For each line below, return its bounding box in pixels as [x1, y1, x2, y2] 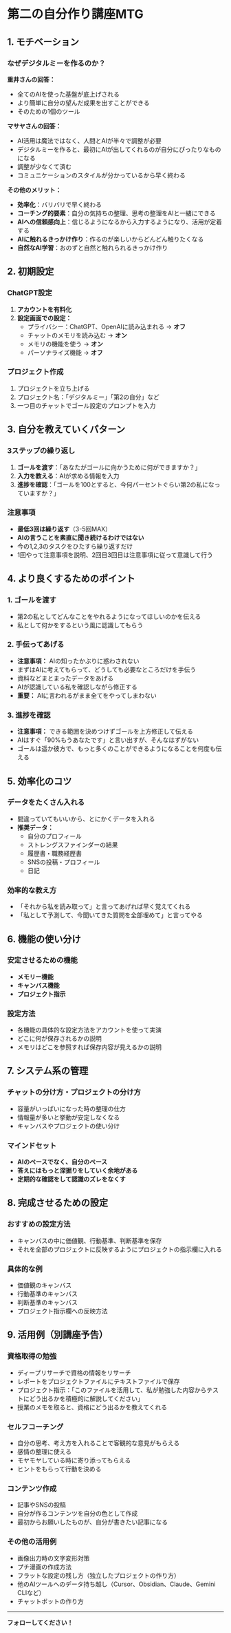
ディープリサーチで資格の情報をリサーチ [16, 1368, 131, 1377]
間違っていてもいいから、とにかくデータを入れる [16, 814, 155, 823]
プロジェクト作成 [7, 367, 64, 377]
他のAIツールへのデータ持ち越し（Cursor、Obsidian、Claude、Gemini [16, 1580, 216, 1588]
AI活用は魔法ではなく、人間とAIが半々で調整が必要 [16, 136, 162, 145]
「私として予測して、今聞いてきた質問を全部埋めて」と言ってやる [16, 911, 203, 919]
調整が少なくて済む [16, 162, 72, 170]
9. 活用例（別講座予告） [7, 1329, 109, 1341]
